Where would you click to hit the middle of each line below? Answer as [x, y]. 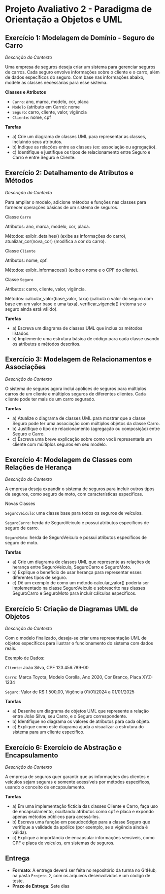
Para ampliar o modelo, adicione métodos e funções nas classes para [76, 202]
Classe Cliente [20, 250]
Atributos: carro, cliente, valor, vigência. [46, 289]
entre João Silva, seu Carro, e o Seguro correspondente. [70, 716]
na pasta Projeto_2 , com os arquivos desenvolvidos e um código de [81, 875]
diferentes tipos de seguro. [40, 577]
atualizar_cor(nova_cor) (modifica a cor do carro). [55, 241]
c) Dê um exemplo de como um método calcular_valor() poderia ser [81, 583]
